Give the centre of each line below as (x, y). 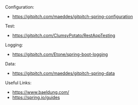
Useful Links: (18, 83)
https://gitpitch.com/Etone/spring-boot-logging (60, 54)
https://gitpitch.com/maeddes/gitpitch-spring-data (64, 73)
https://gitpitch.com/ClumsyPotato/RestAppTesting (64, 35)
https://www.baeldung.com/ (41, 92)
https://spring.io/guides (36, 97)
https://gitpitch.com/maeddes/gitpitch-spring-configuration (72, 16)
